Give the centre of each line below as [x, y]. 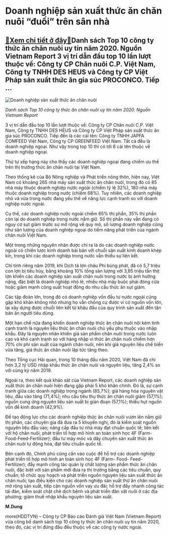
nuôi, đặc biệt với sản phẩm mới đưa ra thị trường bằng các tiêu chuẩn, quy [83, 470]
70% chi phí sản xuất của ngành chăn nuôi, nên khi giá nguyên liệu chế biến [84, 344]
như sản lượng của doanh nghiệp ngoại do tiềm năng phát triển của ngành [82, 230]
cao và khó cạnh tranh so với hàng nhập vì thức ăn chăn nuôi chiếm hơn [80, 339]
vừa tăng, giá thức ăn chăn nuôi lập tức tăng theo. [57, 350]
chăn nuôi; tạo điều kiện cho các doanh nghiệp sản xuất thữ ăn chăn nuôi [81, 481]
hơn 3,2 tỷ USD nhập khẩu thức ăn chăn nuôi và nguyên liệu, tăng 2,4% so [83, 365]
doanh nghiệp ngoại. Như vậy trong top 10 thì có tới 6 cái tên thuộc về [78, 146]
